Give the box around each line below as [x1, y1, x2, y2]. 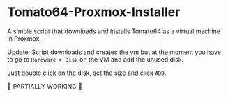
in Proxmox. [7, 34, 42, 42]
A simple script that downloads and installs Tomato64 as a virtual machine [7, 27, 221, 35]
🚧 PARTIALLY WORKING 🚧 [7, 82, 82, 90]
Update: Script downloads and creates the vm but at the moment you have [7, 48, 222, 56]
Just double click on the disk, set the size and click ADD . [7, 69, 167, 77]
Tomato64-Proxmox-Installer [7, 4, 181, 20]
